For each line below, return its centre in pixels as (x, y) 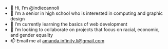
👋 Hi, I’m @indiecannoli (35, 8)
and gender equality (31, 35)
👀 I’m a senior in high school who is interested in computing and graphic (86, 13)
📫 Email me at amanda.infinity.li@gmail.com (57, 41)
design (17, 19)
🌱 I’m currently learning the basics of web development (69, 24)
